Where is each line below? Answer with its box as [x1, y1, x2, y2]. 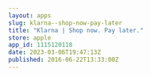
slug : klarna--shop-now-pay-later [8, 19, 123, 27]
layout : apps [8, 11, 52, 20]
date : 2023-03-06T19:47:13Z [8, 48, 102, 56]
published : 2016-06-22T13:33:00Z [8, 56, 119, 64]
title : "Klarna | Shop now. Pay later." [8, 26, 145, 34]
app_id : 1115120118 [8, 41, 73, 49]
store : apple [8, 33, 52, 42]
